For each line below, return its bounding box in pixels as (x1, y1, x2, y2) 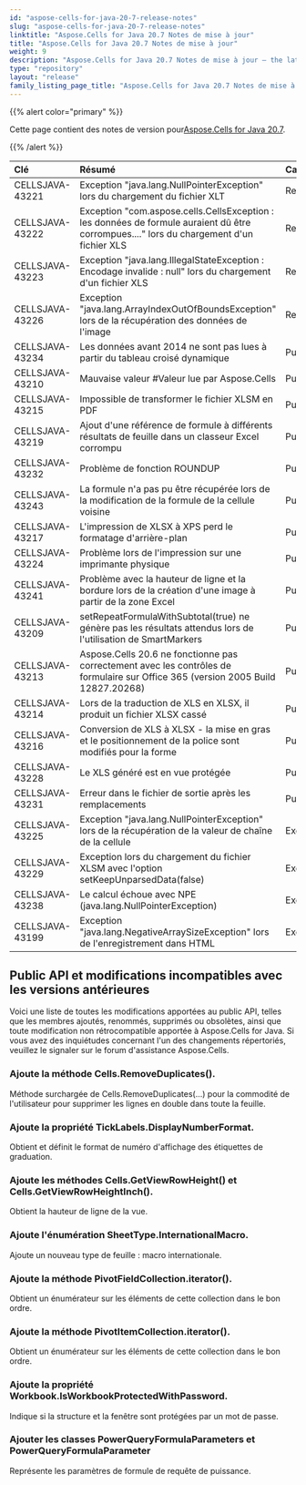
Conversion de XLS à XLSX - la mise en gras (79, 722, 271, 735)
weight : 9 (9, 47, 47, 56)
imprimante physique (79, 558, 170, 570)
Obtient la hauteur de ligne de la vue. (9, 1206, 148, 1217)
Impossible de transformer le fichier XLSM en (79, 393, 273, 405)
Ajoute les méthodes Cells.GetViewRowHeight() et (9, 1173, 238, 1186)
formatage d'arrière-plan (79, 531, 189, 544)
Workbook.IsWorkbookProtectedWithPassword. (9, 1390, 229, 1403)
